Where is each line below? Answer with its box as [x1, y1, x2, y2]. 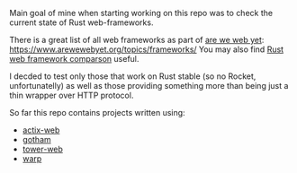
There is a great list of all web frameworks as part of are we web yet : [9, 35, 265, 45]
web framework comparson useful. [9, 54, 139, 64]
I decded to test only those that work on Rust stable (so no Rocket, [9, 71, 256, 82]
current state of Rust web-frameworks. [9, 17, 154, 28]
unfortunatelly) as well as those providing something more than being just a [9, 81, 289, 91]
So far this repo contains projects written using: [9, 108, 186, 117]
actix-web [22, 125, 60, 135]
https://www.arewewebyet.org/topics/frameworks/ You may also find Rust [9, 44, 284, 55]
